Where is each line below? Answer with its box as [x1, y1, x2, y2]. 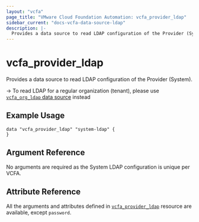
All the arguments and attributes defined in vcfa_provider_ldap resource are [6, 202, 192, 210]
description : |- [6, 25, 46, 31]
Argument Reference [6, 147, 85, 157]
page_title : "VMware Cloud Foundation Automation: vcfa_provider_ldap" [6, 14, 187, 20]
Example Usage [6, 111, 65, 121]
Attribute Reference [6, 187, 81, 197]
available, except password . [6, 208, 72, 216]
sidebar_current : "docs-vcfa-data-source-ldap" [6, 20, 126, 25]
